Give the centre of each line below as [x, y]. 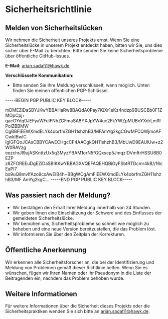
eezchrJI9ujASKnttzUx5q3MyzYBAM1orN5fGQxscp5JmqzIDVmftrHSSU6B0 [83, 153]
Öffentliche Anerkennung [46, 250]
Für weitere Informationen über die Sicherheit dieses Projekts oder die [78, 306]
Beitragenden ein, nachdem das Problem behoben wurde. [65, 278]
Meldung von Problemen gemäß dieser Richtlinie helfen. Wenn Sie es [76, 267]
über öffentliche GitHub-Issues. [38, 56]
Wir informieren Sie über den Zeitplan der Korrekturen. [69, 234]
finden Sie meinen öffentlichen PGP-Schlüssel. [61, 91]
